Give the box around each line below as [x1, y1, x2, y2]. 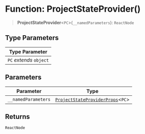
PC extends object [7, 56, 49, 63]
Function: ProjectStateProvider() [5, 3, 141, 15]
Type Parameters [5, 34, 59, 42]
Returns [5, 112, 30, 121]
